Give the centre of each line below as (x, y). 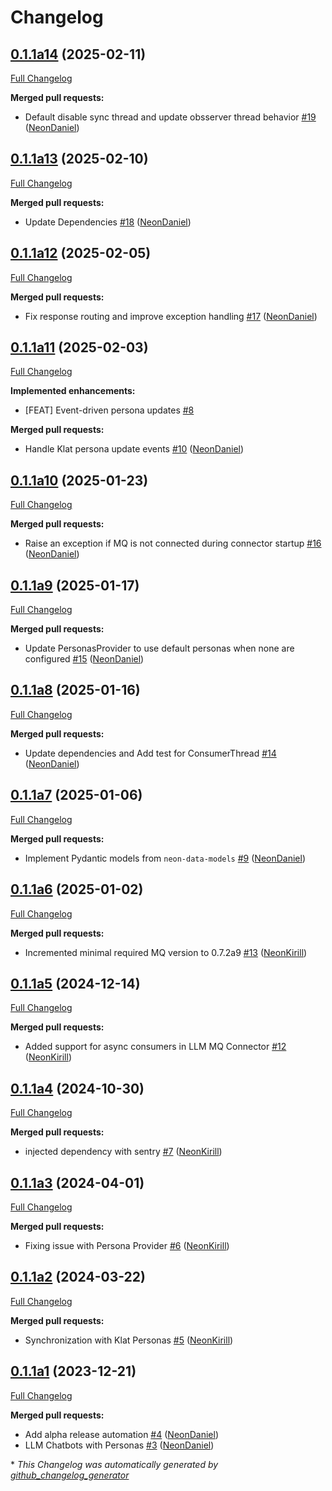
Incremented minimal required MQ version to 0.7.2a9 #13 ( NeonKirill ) (166, 952)
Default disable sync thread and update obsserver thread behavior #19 (170, 117)
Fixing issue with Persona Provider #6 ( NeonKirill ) (127, 1245)
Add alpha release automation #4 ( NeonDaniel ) (121, 1434)
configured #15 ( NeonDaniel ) (84, 659)
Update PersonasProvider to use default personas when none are (159, 648)
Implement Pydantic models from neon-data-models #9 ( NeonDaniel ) (165, 858)
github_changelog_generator (70, 1475)
